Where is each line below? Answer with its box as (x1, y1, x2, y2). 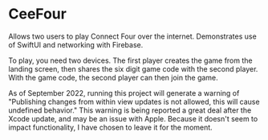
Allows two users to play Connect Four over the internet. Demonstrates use (8, 31, 257, 41)
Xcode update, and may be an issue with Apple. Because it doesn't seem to (8, 113, 258, 123)
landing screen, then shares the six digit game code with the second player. (8, 64, 258, 73)
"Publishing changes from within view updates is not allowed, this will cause (8, 97, 260, 106)
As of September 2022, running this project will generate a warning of (8, 88, 240, 97)
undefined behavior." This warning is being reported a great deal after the (8, 105, 252, 115)
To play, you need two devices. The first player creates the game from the (8, 56, 253, 65)
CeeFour (8, 5, 67, 23)
